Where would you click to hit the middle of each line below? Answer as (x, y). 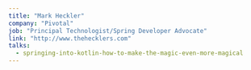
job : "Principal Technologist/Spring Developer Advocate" (108, 31)
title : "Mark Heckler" (46, 16)
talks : (19, 46)
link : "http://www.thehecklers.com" (70, 38)
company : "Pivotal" (41, 23)
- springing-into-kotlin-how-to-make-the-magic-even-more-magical (130, 53)
